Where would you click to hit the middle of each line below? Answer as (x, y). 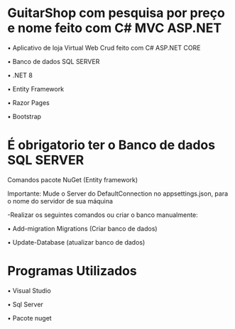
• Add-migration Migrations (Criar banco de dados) (82, 228)
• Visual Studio (29, 290)
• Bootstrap (24, 116)
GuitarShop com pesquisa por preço (116, 13)
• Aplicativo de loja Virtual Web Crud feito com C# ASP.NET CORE (104, 48)
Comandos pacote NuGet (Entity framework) (73, 179)
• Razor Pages (28, 102)
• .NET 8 (20, 75)
